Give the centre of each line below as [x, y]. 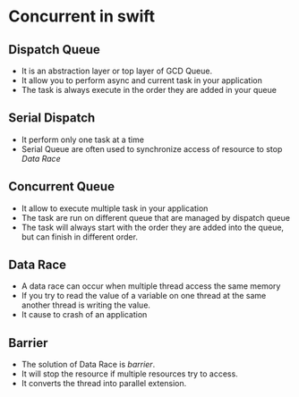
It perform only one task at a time [83, 139]
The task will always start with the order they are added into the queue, [152, 227]
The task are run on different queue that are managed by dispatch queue [155, 217]
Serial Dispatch [52, 118]
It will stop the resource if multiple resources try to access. [129, 374]
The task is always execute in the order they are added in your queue [149, 90]
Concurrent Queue [62, 186]
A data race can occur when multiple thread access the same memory [151, 286]
